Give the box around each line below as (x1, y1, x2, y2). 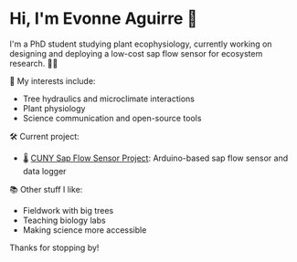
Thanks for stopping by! (9, 242, 100, 253)
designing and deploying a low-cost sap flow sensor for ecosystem (9, 47, 263, 58)
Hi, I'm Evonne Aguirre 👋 (9, 8, 198, 29)
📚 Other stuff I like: (9, 183, 83, 194)
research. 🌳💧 (9, 58, 58, 68)
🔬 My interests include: (9, 75, 96, 86)
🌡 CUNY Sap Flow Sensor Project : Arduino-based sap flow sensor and (22, 152, 289, 163)
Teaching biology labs (22, 215, 107, 225)
